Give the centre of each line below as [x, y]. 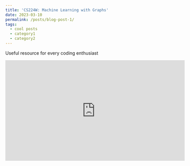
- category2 [23, 39]
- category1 [23, 34]
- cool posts [24, 29]
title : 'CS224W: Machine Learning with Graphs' [57, 10]
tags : [11, 24]
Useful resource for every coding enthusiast [52, 53]
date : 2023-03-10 [24, 15]
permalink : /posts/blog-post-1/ [40, 19]
